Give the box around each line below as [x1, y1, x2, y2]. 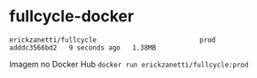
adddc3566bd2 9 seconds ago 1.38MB [9, 43, 157, 52]
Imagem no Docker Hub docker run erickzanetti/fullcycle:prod [9, 58, 249, 69]
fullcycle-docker [9, 6, 135, 27]
